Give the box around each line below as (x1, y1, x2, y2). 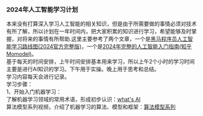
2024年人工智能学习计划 (6, 5, 79, 13)
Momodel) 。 (6, 50, 37, 58)
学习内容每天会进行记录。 (6, 73, 70, 80)
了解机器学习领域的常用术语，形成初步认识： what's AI (6, 95, 141, 103)
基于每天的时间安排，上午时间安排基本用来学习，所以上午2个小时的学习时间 (6, 58, 195, 65)
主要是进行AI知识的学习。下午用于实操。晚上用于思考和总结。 (6, 65, 160, 73)
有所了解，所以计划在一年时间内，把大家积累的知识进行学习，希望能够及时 (6, 28, 192, 35)
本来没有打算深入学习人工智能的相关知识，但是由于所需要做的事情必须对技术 (6, 20, 197, 28)
